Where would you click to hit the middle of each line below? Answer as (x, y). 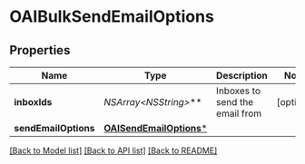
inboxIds (33, 102)
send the (235, 102)
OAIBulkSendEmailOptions (112, 17)
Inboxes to (239, 91)
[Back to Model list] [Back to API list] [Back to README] (113, 150)
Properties (40, 50)
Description (242, 76)
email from (239, 113)
